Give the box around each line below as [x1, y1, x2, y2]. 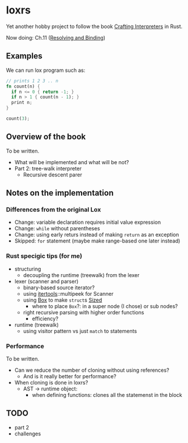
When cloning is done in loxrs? [14, 379, 88, 386]
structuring [14, 265, 41, 272]
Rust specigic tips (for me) [6, 252, 83, 260]
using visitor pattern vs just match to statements [23, 327, 137, 334]
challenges [14, 430, 41, 437]
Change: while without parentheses [14, 225, 100, 232]
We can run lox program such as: [6, 67, 86, 74]
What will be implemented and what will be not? [14, 158, 129, 165]
